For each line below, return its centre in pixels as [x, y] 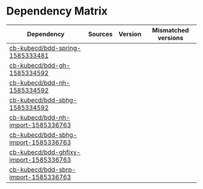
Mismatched [170, 30]
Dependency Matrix [57, 11]
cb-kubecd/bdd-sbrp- [43, 169]
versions [170, 37]
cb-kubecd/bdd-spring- [45, 48]
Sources [100, 34]
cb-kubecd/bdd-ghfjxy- [45, 152]
